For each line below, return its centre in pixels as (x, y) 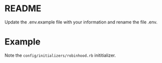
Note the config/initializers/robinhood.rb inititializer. (60, 55)
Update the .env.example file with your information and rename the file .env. (81, 22)
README (23, 9)
